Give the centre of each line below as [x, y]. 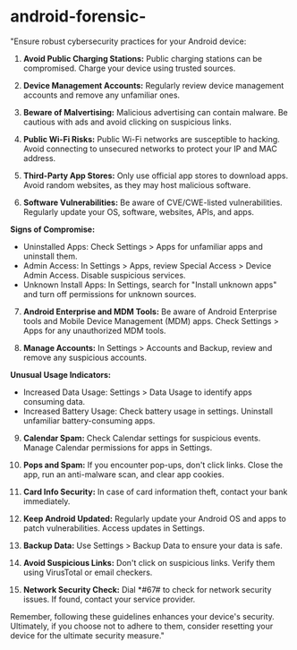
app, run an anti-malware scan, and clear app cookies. [123, 474]
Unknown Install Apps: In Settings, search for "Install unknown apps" [150, 285]
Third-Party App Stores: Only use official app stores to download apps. [156, 175]
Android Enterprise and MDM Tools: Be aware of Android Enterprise [150, 312]
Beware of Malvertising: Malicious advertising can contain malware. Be [156, 112]
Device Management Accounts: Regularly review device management [153, 85]
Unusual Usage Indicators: [60, 374]
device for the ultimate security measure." [87, 635]
